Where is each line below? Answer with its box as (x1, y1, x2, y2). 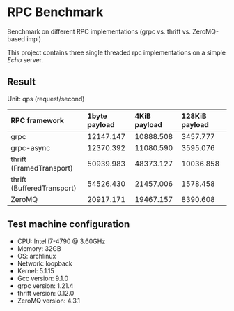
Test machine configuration (7, 218, 130, 231)
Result (7, 76, 36, 88)
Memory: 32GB (17, 244, 61, 252)
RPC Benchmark (7, 4, 104, 20)
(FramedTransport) (10, 163, 73, 173)
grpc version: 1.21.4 (17, 281, 74, 290)
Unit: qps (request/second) (7, 94, 85, 103)
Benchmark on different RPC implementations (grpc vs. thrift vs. (7, 27, 192, 36)
